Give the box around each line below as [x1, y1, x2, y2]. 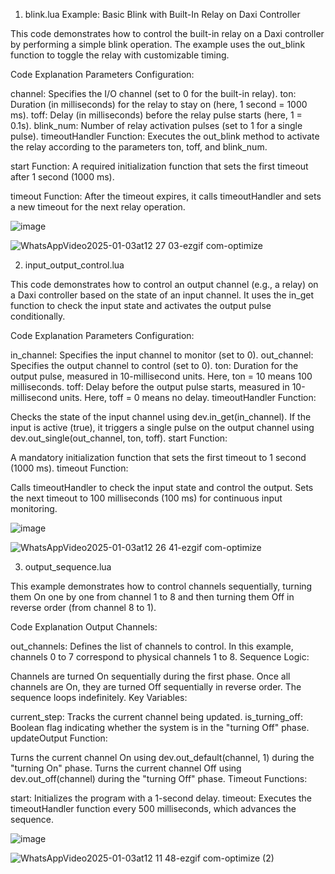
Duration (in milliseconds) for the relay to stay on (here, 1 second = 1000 [10, 99, 308, 110]
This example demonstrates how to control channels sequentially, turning [10, 580, 313, 592]
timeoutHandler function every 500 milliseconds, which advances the [10, 803, 297, 814]
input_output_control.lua [24, 259, 125, 271]
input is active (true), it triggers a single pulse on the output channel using [10, 422, 315, 433]
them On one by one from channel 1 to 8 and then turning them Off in [10, 591, 295, 603]
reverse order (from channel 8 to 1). [10, 602, 157, 613]
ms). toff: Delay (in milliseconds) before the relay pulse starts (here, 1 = [10, 109, 303, 121]
